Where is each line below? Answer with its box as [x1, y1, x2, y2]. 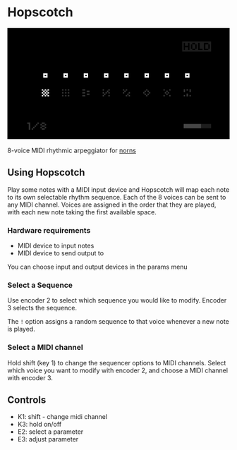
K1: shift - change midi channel [17, 413, 108, 421]
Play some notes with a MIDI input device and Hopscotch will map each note [7, 185, 230, 194]
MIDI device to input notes [17, 241, 95, 250]
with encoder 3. [7, 373, 53, 382]
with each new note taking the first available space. [7, 207, 157, 216]
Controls [7, 394, 47, 406]
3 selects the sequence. [7, 304, 78, 312]
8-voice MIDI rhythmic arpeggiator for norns [7, 146, 136, 154]
